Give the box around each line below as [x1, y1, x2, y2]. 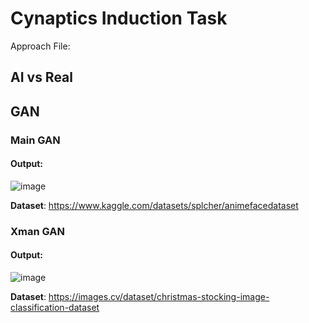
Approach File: [10, 40, 71, 52]
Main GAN [10, 133, 61, 147]
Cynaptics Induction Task [10, 7, 228, 30]
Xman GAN [10, 224, 66, 238]
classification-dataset [10, 301, 100, 313]
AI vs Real [10, 69, 74, 86]
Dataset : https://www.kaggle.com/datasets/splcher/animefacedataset [10, 199, 299, 211]
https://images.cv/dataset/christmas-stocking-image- [48, 290, 270, 302]
